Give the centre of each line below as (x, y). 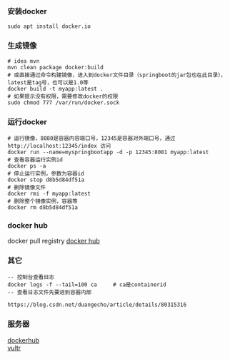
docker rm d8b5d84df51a (43, 207)
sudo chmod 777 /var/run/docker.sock (64, 102)
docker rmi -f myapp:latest (49, 193)
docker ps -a (27, 166)
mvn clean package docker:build (55, 67)
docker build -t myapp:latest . (55, 89)
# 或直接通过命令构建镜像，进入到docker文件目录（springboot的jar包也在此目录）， (117, 75)
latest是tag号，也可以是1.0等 (48, 82)
